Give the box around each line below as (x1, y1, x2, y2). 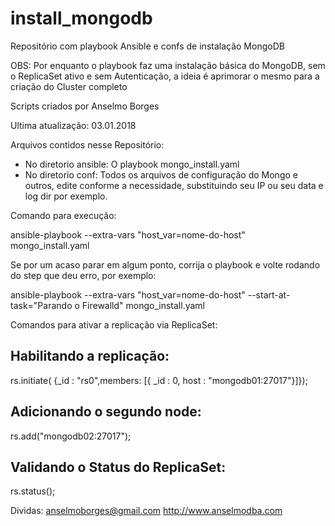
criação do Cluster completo (10, 80, 128, 92)
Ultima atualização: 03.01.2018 (10, 119, 137, 131)
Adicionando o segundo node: (10, 403, 202, 421)
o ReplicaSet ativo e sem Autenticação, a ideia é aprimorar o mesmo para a (10, 70, 320, 82)
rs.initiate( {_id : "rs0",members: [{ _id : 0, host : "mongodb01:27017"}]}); (10, 374, 308, 386)
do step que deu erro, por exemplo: (10, 269, 157, 281)
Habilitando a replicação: (10, 348, 170, 365)
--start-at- (247, 288, 291, 301)
